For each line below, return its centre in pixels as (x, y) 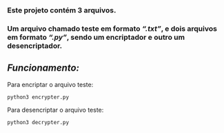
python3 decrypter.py (38, 122)
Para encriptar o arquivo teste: (50, 84)
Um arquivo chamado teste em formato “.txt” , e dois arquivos (112, 28)
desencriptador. (35, 45)
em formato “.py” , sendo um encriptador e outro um (96, 37)
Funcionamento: (43, 68)
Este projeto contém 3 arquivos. (62, 10)
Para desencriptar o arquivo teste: (55, 110)
